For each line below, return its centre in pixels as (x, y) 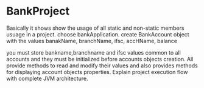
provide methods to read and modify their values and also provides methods (102, 66)
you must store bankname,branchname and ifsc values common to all (93, 52)
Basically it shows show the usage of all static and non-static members (95, 28)
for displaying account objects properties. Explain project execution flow (97, 72)
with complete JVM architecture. (47, 78)
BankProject (38, 11)
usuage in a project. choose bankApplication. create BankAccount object (98, 34)
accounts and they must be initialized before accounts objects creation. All (100, 59)
